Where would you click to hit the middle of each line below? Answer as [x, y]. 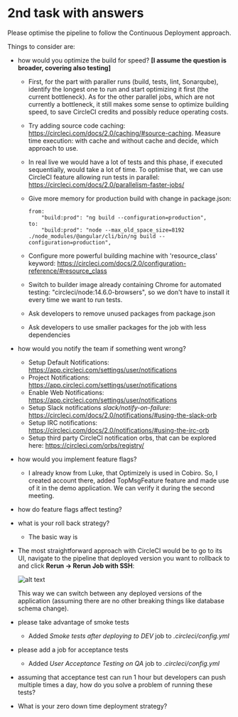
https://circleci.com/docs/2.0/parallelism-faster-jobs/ [106, 184]
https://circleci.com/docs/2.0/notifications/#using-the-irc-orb [119, 430]
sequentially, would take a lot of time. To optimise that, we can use [126, 169]
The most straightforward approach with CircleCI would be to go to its [120, 550]
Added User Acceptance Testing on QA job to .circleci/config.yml [124, 663]
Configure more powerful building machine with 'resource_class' [123, 255]
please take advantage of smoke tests [73, 622]
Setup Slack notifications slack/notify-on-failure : [99, 407]
